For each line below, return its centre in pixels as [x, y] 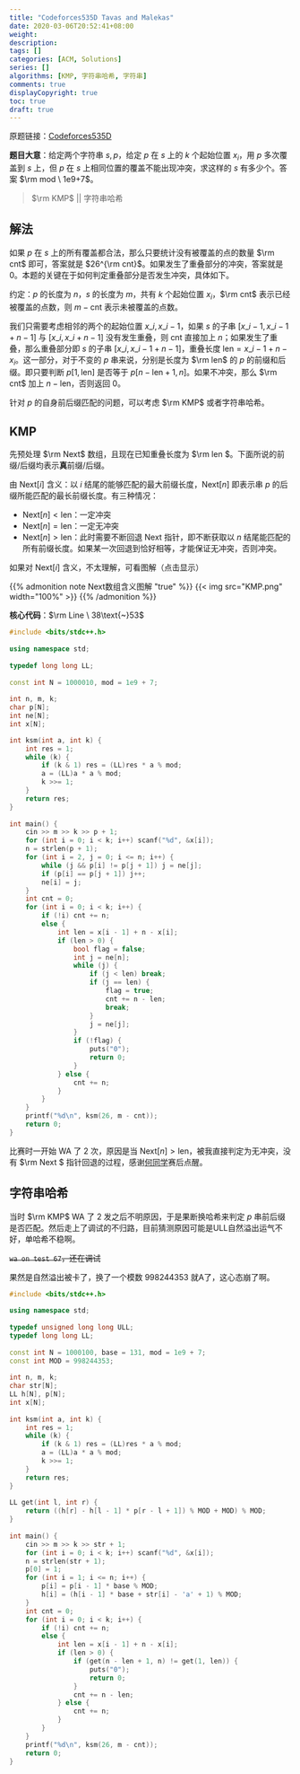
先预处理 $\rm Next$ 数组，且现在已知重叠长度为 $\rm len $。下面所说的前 [147, 454]
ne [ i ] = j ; [62, 882]
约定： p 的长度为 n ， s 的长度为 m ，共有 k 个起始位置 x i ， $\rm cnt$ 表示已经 [150, 295]
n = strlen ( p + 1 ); [62, 849]
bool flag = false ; [109, 949]
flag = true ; [129, 991]
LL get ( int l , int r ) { [54, 1503]
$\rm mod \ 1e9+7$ [55, 180]
